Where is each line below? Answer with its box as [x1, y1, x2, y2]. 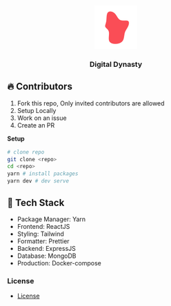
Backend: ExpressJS [17, 244, 76, 252]
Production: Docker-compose [17, 258, 101, 267]
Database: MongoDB [17, 252, 77, 260]
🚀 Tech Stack [7, 196, 65, 208]
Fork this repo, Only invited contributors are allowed [17, 99, 165, 108]
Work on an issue [17, 114, 67, 122]
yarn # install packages [7, 170, 79, 177]
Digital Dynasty [89, 59, 143, 69]
